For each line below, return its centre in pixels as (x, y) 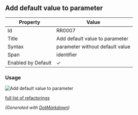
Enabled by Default (30, 62)
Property (30, 22)
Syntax (16, 47)
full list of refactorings (28, 98)
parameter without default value (93, 47)
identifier (67, 55)
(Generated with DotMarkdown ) (37, 108)
